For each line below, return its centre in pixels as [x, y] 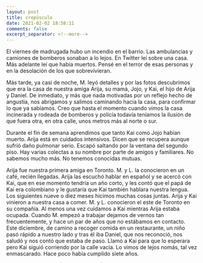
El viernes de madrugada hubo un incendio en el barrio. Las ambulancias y [99, 51]
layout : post [23, 12]
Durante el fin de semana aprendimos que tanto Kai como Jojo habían [93, 133]
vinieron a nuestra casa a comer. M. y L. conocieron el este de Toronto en [98, 203]
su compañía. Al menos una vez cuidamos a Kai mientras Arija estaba [93, 209]
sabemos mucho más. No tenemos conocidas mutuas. [74, 158]
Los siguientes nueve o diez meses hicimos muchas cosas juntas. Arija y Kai [101, 196]
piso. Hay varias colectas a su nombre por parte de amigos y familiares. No [100, 152]
